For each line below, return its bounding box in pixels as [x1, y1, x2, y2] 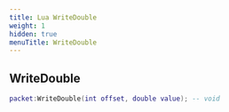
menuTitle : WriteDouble [9, 37, 98, 47]
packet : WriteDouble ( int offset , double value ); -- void [9, 94, 220, 103]
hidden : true [9, 29, 58, 38]
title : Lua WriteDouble [9, 12, 98, 22]
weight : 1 [9, 21, 46, 30]
